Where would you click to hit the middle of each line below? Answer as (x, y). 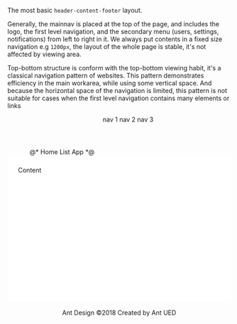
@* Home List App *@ (62, 152)
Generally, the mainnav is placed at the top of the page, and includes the (114, 24)
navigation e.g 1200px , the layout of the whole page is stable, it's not (107, 47)
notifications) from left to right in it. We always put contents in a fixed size (115, 39)
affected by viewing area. (44, 54)
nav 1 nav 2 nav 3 (128, 119)
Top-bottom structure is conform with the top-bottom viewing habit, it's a (114, 68)
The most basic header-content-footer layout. (75, 10)
